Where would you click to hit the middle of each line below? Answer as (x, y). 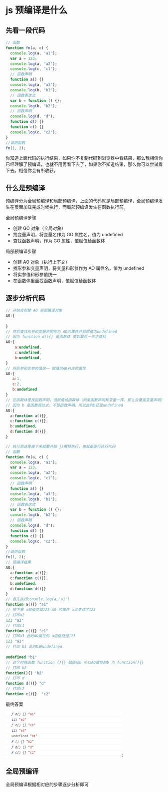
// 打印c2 (15, 689)
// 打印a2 (15, 615)
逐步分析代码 (25, 298)
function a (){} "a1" (27, 605)
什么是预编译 (25, 188)
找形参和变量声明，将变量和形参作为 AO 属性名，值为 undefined (79, 268)
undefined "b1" (21, 657)
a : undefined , (28, 348)
